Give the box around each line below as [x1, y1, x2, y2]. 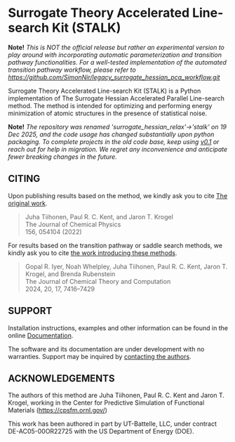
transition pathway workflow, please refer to [8, 65, 136, 74]
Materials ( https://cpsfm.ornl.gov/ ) [8, 406, 108, 415]
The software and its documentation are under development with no [8, 344, 205, 353]
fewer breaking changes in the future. [8, 152, 118, 161]
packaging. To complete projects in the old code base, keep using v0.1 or [8, 137, 220, 145]
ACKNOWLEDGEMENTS [8, 372, 115, 384]
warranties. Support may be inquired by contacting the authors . [8, 352, 192, 360]
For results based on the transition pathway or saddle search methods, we [8, 241, 223, 249]
